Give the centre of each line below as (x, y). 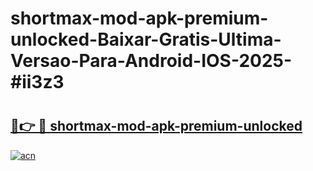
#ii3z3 (37, 82)
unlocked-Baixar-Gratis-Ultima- (146, 39)
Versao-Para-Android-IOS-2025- (151, 61)
